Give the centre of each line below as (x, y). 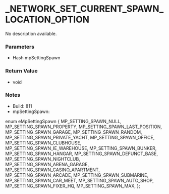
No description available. (31, 33)
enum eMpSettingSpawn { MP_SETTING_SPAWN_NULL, (64, 121)
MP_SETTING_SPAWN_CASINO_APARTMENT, (52, 170)
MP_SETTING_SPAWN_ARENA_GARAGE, (47, 164)
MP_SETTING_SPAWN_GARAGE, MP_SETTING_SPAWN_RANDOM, (74, 132)
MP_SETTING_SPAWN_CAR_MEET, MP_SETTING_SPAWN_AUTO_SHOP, (79, 180)
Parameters (20, 47)
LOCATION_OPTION (47, 20)
